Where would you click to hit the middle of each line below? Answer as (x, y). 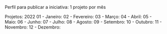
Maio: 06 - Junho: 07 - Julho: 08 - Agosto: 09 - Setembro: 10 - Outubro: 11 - (83, 22)
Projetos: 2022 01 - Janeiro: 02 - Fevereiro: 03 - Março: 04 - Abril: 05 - (78, 17)
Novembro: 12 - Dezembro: (33, 27)
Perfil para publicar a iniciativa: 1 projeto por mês (55, 7)
